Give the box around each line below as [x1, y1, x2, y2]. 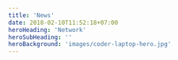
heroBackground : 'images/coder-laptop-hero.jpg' [8, 41, 172, 48]
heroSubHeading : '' [8, 33, 73, 41]
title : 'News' [8, 11, 55, 19]
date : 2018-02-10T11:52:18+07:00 [8, 19, 119, 26]
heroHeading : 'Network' [8, 26, 87, 34]
